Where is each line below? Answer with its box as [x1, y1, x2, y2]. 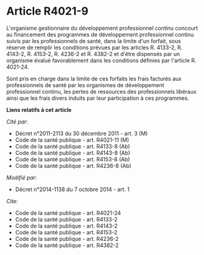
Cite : [6, 197, 18, 204]
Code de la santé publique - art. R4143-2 [15, 222, 118, 229]
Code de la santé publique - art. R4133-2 [15, 215, 118, 223]
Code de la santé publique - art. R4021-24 [15, 209, 121, 217]
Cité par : [6, 117, 29, 125]
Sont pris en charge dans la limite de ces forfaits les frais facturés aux [6, 75, 181, 82]
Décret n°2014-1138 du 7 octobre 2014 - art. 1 [15, 186, 130, 193]
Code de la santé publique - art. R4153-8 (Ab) [15, 155, 130, 162]
